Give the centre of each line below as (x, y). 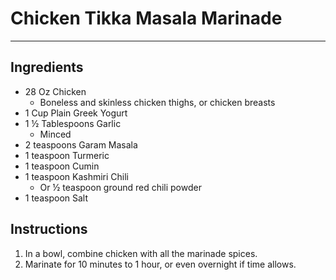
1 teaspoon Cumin (62, 166)
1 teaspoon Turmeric (67, 155)
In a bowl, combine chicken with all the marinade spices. (141, 253)
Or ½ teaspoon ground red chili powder (120, 187)
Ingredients (47, 67)
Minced (55, 134)
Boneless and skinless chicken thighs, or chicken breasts (157, 102)
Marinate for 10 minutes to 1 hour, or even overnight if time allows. (160, 264)
